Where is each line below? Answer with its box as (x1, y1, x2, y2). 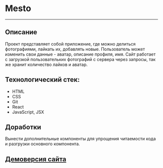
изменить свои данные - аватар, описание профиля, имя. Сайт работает (5, 51, 156, 57)
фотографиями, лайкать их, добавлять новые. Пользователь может (5, 46, 146, 52)
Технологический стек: (5, 76, 80, 84)
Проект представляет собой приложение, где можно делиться (5, 41, 136, 46)
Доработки (5, 123, 41, 131)
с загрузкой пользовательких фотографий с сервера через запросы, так (5, 56, 156, 62)
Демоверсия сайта (5, 155, 66, 163)
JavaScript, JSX (12, 109, 45, 115)
